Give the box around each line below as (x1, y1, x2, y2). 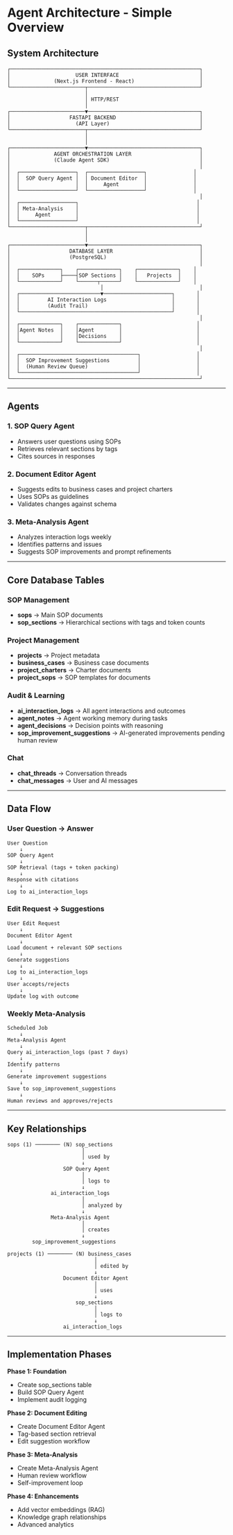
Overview (7, 19, 64, 35)
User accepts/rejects (7, 981, 70, 987)
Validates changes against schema (17, 500, 117, 508)
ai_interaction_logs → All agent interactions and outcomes (17, 706, 186, 715)
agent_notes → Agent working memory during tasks (17, 713, 168, 722)
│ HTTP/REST (84, 96, 119, 103)
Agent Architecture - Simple (7, 5, 173, 21)
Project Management (7, 635, 80, 645)
